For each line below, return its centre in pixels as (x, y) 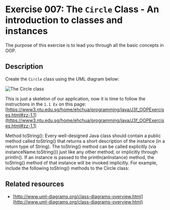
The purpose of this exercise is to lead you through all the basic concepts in (84, 45)
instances (27, 31)
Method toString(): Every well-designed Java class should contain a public (83, 136)
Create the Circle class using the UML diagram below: (62, 79)
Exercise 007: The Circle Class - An (82, 9)
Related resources (35, 184)
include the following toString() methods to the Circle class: (67, 168)
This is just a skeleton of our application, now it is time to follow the (75, 98)
